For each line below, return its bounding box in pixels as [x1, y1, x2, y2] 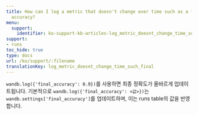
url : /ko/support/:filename [6, 58, 75, 64]
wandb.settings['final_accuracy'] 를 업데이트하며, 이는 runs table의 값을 [6, 95, 180, 102]
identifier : [16, 31, 46, 37]
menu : [6, 19, 19, 25]
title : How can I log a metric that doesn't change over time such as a [6, 8, 189, 15]
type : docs [6, 52, 33, 58]
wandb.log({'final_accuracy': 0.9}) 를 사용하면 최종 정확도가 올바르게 [6, 80, 173, 87]
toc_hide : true [6, 47, 44, 53]
